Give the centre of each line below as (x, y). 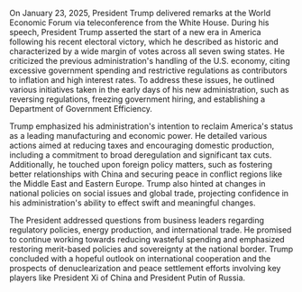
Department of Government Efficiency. (81, 109)
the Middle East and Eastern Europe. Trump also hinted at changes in (137, 183)
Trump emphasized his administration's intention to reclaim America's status (151, 126)
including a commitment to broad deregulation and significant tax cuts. (141, 155)
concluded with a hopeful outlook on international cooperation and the (140, 259)
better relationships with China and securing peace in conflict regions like (146, 174)
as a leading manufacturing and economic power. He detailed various (138, 136)
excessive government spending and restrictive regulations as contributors (148, 70)
